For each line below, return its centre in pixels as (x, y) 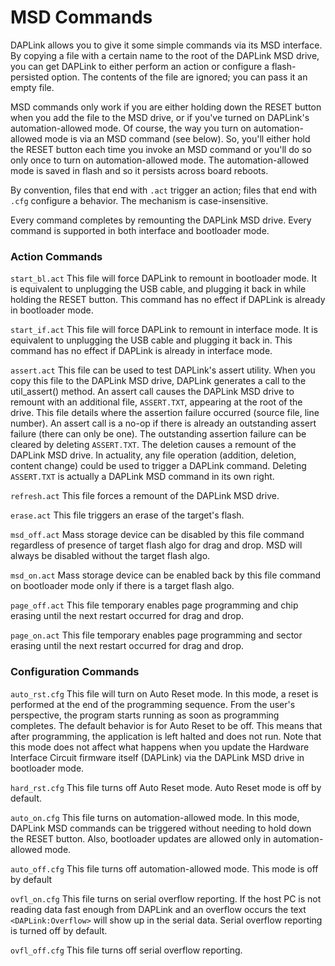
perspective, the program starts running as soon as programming (145, 715)
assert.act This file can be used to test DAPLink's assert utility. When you (163, 370)
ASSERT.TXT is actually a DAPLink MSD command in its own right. (142, 477)
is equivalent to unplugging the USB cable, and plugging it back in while (158, 289)
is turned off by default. (59, 930)
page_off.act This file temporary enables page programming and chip (154, 605)
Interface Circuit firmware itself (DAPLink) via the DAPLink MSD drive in (157, 757)
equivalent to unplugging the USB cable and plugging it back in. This (151, 340)
